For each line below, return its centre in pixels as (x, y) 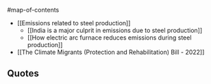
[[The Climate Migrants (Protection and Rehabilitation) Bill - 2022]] (111, 52)
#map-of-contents (33, 10)
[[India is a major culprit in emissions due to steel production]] (115, 30)
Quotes (23, 73)
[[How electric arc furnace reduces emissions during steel (109, 38)
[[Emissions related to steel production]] (74, 23)
